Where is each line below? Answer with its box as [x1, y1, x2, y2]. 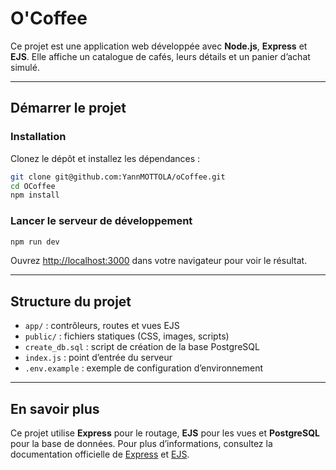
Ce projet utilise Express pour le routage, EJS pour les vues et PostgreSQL [10, 427, 320, 439]
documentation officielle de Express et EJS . [10, 448, 190, 461]
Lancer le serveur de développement [10, 214, 193, 228]
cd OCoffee [10, 181, 56, 191]
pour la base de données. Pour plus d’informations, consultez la [10, 438, 273, 450]
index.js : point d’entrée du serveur [24, 352, 173, 364]
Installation [10, 130, 67, 144]
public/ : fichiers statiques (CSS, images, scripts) [24, 330, 230, 342]
